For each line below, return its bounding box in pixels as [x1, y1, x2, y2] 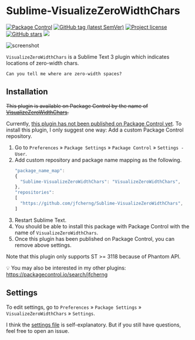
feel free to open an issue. [6, 327, 69, 334]
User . [14, 150, 28, 157]
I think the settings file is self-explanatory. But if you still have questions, [6, 321, 181, 328]
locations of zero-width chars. [6, 59, 79, 66]
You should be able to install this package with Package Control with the [14, 223, 190, 230]
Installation [6, 87, 48, 97]
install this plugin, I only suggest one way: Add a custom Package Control [6, 126, 184, 133]
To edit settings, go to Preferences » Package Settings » [6, 304, 142, 311]
